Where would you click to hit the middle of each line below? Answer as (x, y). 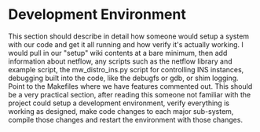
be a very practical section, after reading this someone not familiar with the (130, 94)
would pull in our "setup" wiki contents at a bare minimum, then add (118, 53)
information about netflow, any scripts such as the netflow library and (120, 61)
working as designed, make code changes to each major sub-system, (121, 111)
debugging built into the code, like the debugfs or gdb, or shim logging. (123, 78)
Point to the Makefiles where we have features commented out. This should (130, 86)
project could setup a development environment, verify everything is (119, 103)
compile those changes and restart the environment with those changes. (126, 119)
